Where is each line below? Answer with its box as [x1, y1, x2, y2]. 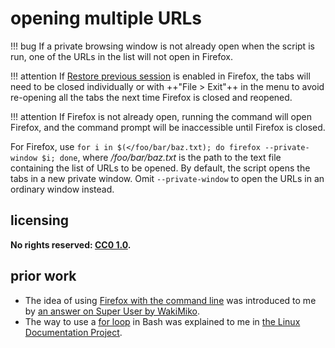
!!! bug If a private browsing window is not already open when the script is [10, 40, 315, 52]
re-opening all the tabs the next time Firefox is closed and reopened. [10, 91, 293, 103]
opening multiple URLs [10, 7, 203, 30]
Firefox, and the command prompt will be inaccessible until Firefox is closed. [10, 121, 326, 133]
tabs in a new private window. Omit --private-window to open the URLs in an [10, 172, 325, 184]
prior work [10, 268, 77, 285]
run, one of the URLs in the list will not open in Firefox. [10, 50, 234, 62]
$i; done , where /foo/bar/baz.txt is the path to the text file [41, 151, 282, 163]
